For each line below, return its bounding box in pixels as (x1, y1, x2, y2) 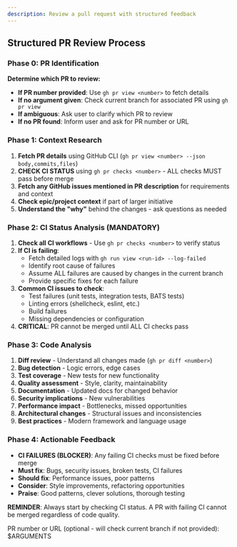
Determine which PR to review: (7, 74, 101, 83)
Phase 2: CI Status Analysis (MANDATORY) (7, 222, 161, 232)
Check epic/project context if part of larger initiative (17, 197, 173, 206)
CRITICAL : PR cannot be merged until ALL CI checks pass (17, 322, 189, 331)
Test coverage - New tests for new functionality (17, 371, 160, 380)
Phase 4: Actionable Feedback (7, 435, 116, 445)
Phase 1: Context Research (7, 135, 102, 145)
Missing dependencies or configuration (28, 314, 144, 323)
